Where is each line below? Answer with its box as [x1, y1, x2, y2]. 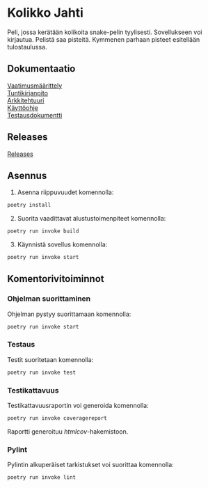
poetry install [7, 202, 51, 209]
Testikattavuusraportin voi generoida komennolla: [7, 402, 149, 410]
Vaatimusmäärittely [7, 81, 63, 90]
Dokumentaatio [7, 63, 76, 74]
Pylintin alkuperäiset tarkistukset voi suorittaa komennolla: [7, 461, 174, 469]
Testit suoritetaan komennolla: [7, 355, 94, 363]
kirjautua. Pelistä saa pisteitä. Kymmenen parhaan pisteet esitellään [7, 35, 200, 43]
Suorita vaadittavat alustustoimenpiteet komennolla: [17, 214, 166, 223]
